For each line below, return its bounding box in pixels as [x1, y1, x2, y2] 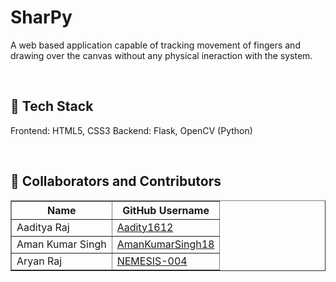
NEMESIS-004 [116, 254, 188, 268]
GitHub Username [122, 203, 210, 217]
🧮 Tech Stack [10, 98, 94, 115]
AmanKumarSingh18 [116, 237, 215, 251]
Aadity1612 [116, 220, 174, 234]
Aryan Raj [16, 254, 63, 268]
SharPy [10, 6, 73, 29]
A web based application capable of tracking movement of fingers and [10, 39, 301, 51]
